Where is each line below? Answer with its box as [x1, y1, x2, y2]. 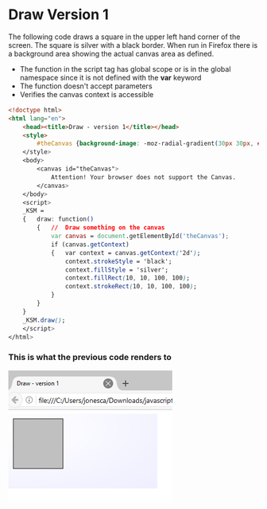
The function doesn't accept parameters [19, 81, 153, 91]
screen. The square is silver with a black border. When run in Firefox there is [8, 40, 258, 49]
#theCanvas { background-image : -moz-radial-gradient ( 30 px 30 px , [37, 139, 254, 148]
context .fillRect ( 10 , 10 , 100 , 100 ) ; [64, 274, 191, 282]
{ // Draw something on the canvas [37, 224, 165, 232]
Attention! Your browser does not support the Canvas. [50, 173, 237, 181]
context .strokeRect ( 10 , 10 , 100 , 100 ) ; [64, 283, 197, 291]
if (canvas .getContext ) [50, 241, 130, 249]
